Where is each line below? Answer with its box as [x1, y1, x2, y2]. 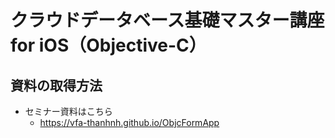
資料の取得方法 [10, 77, 103, 94]
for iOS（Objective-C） [10, 34, 207, 57]
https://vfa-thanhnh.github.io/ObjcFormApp [39, 117, 220, 128]
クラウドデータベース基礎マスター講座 [10, 9, 325, 32]
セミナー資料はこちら [24, 106, 113, 117]
